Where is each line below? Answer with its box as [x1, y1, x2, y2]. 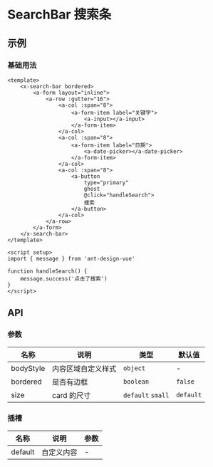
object [123, 364, 146, 372]
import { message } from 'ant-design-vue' [7, 255, 135, 262]
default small [123, 391, 170, 399]
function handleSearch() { [7, 268, 88, 275]
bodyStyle [11, 363, 46, 373]
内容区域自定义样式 [52, 364, 117, 374]
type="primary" [83, 179, 130, 186]
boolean [123, 377, 150, 385]
